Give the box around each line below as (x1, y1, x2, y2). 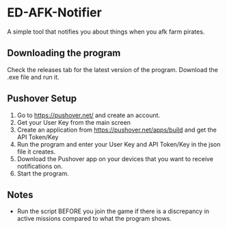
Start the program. (16, 169, 70, 178)
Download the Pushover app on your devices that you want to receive (16, 154, 214, 162)
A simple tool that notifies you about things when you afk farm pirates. (7, 27, 205, 36)
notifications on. (16, 162, 63, 170)
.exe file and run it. (7, 73, 59, 81)
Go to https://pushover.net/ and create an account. (16, 111, 161, 119)
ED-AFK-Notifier (7, 5, 103, 21)
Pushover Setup (7, 93, 77, 104)
